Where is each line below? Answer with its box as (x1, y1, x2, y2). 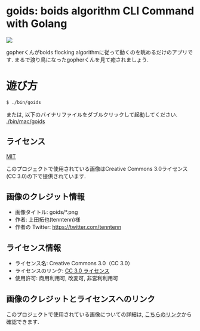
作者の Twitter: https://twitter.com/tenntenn (14, 223, 121, 231)
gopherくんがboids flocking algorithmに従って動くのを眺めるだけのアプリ (6, 48, 188, 56)
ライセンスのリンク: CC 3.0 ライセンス (14, 267, 110, 274)
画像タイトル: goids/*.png (14, 209, 78, 216)
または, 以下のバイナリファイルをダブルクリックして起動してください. (6, 111, 178, 118)
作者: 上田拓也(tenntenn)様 (14, 216, 81, 223)
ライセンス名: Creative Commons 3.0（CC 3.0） (14, 260, 133, 267)
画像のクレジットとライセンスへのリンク (6, 294, 155, 304)
